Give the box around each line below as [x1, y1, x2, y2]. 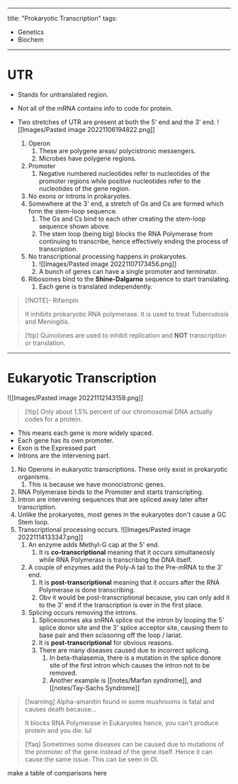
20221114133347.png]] [17, 533, 84, 541]
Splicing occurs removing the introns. [28, 608, 138, 617]
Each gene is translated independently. [38, 282, 153, 291]
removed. [49, 668, 78, 677]
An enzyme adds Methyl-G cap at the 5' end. [28, 540, 160, 548]
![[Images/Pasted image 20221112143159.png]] [7, 393, 144, 402]
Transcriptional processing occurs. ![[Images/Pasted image [17, 525, 191, 534]
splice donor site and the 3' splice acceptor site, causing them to [38, 623, 228, 631]
